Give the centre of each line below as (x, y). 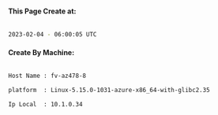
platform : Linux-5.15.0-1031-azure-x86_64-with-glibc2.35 (109, 91)
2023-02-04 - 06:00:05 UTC (53, 35)
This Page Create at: (42, 11)
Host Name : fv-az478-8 (47, 76)
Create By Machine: (41, 52)
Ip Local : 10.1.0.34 (45, 105)
